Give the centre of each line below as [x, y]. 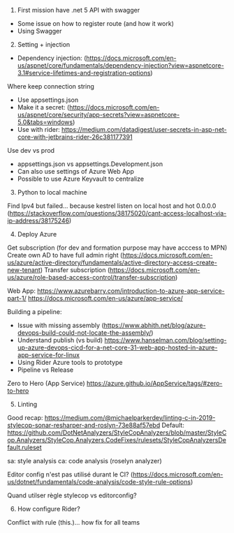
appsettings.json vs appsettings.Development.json [90, 164]
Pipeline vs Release [45, 370]
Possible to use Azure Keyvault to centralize [81, 179]
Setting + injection [44, 44]
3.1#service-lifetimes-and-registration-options [84, 73]
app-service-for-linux [49, 355]
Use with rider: [39, 129]
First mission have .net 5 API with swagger [79, 10]
